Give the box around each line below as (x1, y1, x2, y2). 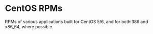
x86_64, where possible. (5, 23, 54, 29)
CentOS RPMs (5, 3, 63, 14)
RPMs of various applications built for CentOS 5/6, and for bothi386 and (5, 19, 148, 24)
